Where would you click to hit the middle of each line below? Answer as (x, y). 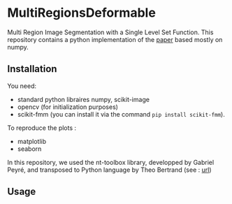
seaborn (29, 149)
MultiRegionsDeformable (81, 13)
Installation (32, 69)
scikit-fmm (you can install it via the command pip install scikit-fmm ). (121, 114)
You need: (22, 86)
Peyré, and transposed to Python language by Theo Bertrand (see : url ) (109, 170)
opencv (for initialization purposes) (68, 107)
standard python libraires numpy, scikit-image (84, 99)
